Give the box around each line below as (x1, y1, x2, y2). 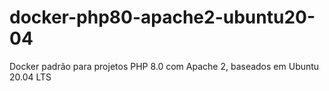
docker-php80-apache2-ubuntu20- (9, 6, 316, 29)
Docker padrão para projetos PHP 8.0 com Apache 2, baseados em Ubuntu (9, 60, 320, 72)
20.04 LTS (9, 71, 52, 83)
